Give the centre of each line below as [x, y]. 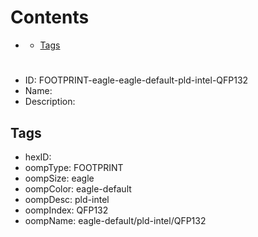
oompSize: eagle [59, 178]
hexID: [38, 157]
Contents [50, 17]
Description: [50, 102]
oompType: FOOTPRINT [74, 167]
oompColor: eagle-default [78, 188]
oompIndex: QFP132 [66, 210]
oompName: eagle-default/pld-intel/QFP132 [115, 220]
